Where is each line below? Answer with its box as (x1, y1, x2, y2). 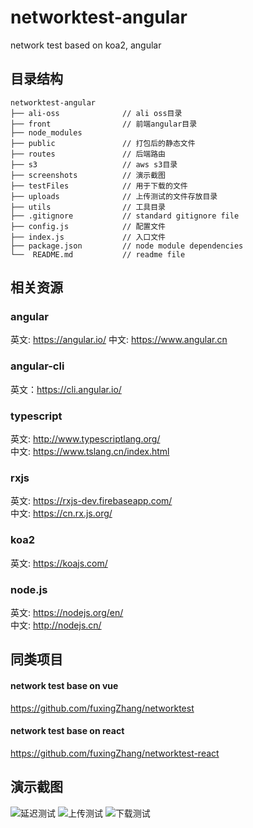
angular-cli (10, 359, 65, 373)
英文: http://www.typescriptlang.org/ (10, 433, 161, 445)
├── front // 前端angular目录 (10, 119, 198, 129)
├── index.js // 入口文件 (10, 232, 167, 242)
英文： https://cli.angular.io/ (10, 383, 122, 395)
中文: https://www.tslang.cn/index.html (10, 446, 170, 458)
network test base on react (10, 725, 125, 737)
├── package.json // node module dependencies (10, 241, 244, 251)
